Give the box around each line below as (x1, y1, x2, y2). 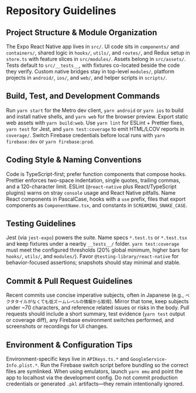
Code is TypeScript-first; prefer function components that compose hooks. (6, 170, 187, 177)
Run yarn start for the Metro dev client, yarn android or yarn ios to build (6, 107, 184, 114)
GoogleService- (130, 357, 168, 362)
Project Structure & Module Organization (6, 28, 157, 38)
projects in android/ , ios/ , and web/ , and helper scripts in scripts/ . (6, 74, 167, 81)
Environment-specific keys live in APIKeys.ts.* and (6, 355, 129, 362)
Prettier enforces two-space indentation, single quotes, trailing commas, (6, 177, 181, 184)
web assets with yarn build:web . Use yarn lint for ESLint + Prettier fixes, (6, 119, 184, 126)
